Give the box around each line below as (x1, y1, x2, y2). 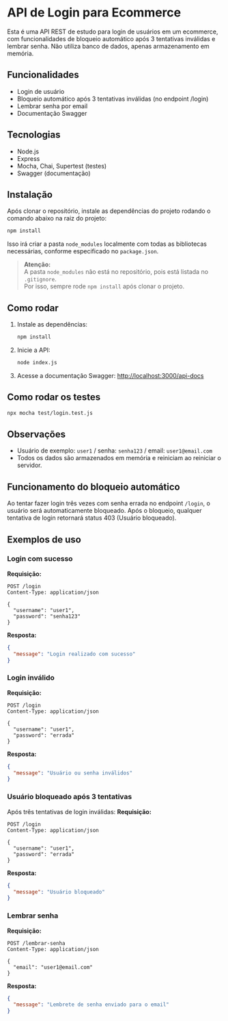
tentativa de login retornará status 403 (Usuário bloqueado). (7, 514, 177, 522)
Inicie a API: (16, 346, 51, 354)
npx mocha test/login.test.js (7, 409, 94, 416)
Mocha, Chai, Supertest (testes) (16, 162, 107, 170)
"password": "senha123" (13, 613, 81, 620)
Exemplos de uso (7, 533, 82, 545)
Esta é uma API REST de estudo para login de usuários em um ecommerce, (7, 27, 218, 36)
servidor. (16, 461, 42, 470)
